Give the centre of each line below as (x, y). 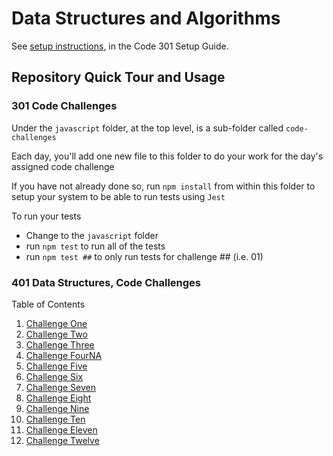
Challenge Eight (58, 398)
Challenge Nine (57, 408)
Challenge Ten (55, 419)
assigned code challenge (63, 166)
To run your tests (46, 216)
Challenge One (56, 323)
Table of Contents (48, 304)
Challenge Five (56, 366)
